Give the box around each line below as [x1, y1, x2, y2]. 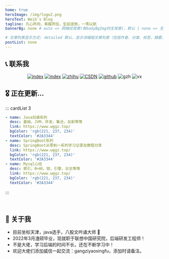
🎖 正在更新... [5, 89, 44, 98]
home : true [5, 7, 28, 13]
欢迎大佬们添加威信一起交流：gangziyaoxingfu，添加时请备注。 [12, 248, 144, 254]
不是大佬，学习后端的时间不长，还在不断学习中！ [12, 242, 114, 248]
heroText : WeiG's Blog [5, 17, 53, 22]
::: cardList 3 [5, 105, 31, 111]
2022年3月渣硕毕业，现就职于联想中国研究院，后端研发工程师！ [12, 235, 145, 241]
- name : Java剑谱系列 [5, 115, 48, 120]
